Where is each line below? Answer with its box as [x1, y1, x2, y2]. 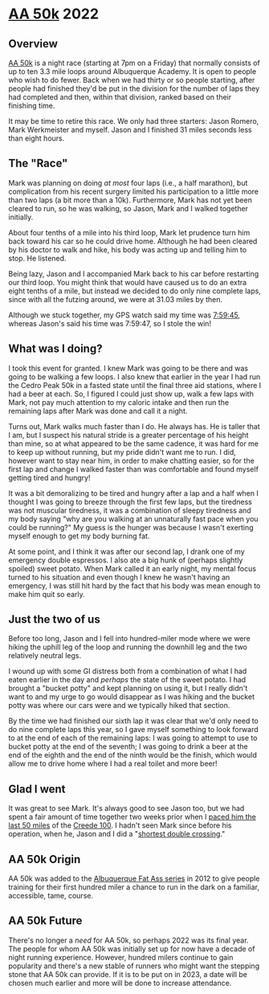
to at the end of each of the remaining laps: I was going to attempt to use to [8, 733, 258, 743]
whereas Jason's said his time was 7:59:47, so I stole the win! [8, 318, 211, 328]
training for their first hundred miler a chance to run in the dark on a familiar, [8, 882, 259, 892]
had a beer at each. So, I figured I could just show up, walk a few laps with [8, 389, 255, 399]
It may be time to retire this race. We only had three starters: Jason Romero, [8, 117, 259, 125]
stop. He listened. [8, 253, 67, 263]
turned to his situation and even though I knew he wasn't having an [8, 572, 230, 582]
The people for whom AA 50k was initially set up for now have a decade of [8, 943, 255, 953]
